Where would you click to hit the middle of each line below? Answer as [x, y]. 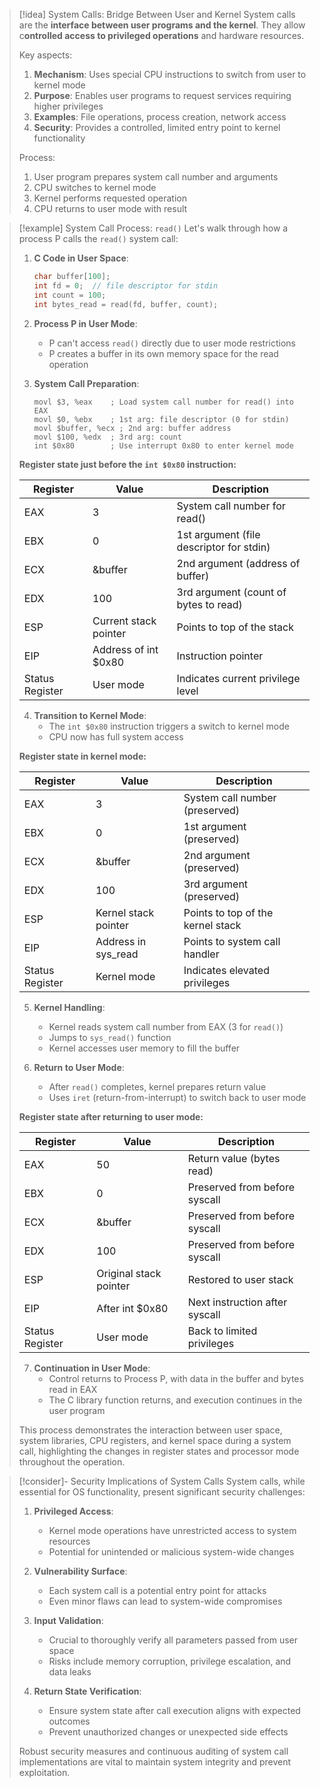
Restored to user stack [240, 1279]
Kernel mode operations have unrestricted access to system [172, 1530]
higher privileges [68, 106]
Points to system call [232, 941]
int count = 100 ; [70, 295]
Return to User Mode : [79, 1067]
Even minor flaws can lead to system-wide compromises [165, 1601]
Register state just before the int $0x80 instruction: [127, 464]
